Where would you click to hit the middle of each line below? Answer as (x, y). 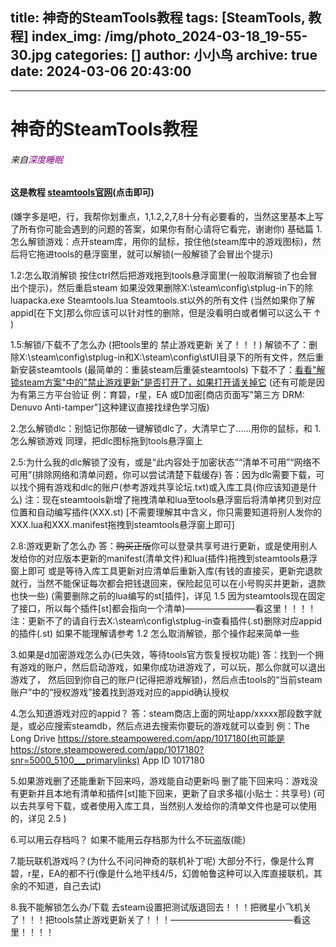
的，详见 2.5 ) (38, 818)
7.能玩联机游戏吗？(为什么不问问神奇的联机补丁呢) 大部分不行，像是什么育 (162, 860)
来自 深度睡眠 (36, 159)
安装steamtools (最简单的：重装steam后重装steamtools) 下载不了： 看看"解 (172, 369)
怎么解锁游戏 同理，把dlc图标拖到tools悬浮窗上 (106, 440)
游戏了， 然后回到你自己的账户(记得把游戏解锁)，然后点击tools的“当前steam (166, 679)
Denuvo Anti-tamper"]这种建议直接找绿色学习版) (110, 407)
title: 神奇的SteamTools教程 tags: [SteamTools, (158, 18)
